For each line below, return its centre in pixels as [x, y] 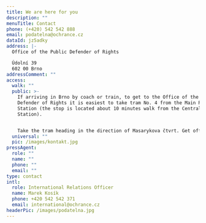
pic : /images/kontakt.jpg [45, 142]
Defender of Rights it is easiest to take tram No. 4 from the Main [107, 103]
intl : [13, 182]
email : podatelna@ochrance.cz [45, 35]
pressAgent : [21, 148]
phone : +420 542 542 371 [44, 199]
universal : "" [30, 136]
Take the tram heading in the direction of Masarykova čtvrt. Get [104, 130]
